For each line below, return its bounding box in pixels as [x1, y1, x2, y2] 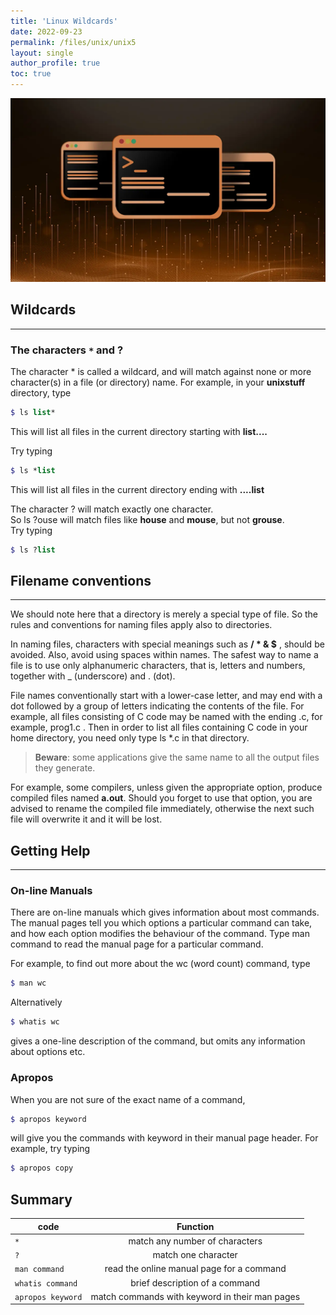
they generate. [34, 762, 96, 774]
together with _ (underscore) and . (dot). [10, 670, 176, 682]
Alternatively [10, 996, 63, 1009]
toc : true [10, 69, 52, 79]
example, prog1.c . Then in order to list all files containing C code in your [10, 721, 308, 734]
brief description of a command [130, 1276, 261, 1289]
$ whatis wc [10, 1017, 60, 1027]
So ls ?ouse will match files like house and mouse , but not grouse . [10, 513, 285, 525]
